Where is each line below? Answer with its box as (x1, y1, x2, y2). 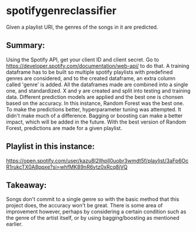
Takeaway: (6, 180, 47, 190)
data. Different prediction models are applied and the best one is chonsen (6, 93, 184, 100)
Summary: (6, 40, 45, 50)
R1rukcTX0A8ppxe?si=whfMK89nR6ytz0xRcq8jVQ (6, 163, 128, 170)
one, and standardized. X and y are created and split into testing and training (6, 87, 191, 94)
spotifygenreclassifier (6, 4, 117, 18)
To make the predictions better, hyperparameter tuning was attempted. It (6, 105, 181, 112)
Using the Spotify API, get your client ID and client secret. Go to (6, 56, 159, 63)
